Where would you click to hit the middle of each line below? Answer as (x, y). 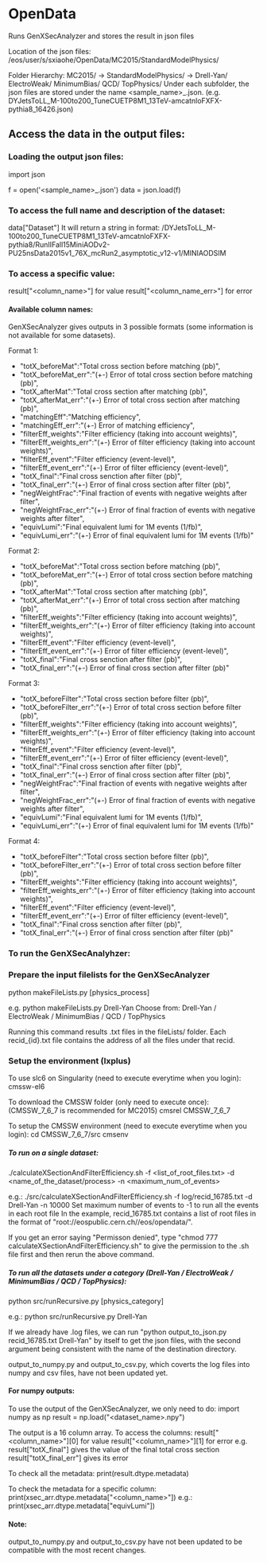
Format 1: (23, 351)
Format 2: (24, 551)
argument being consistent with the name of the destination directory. (122, 1349)
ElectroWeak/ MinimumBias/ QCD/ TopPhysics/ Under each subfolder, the (129, 84)
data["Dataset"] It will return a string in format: (84, 227)
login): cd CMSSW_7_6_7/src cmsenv (68, 1134)
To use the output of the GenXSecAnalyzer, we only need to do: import (124, 1409)
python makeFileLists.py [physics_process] (79, 992)
